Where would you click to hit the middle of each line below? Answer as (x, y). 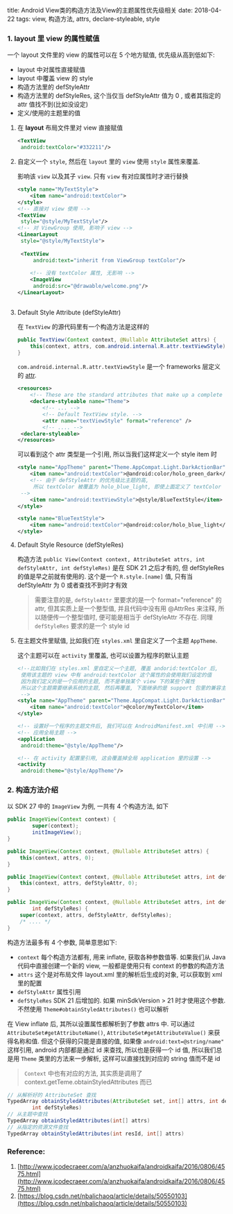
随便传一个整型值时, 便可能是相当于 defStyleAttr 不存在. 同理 (127, 617)
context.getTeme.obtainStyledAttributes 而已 (88, 1082)
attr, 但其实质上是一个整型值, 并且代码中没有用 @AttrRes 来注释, (126, 608)
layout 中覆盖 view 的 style (55, 78)
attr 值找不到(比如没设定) (53, 104)
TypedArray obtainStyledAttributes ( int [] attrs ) (79, 1121)
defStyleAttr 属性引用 (49, 991)
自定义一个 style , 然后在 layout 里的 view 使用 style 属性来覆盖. (109, 162)
